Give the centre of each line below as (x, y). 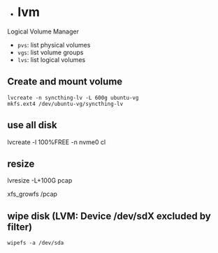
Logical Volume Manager (43, 31)
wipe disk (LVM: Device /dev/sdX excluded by (109, 216)
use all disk (32, 125)
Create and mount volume (65, 82)
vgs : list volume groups (50, 52)
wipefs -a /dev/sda (36, 243)
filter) (20, 227)
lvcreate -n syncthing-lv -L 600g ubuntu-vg (73, 98)
